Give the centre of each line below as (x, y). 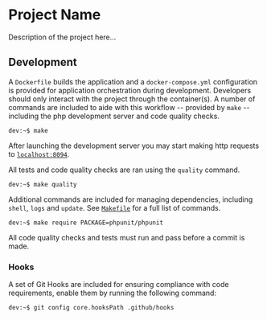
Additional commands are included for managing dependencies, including (131, 199)
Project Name (55, 15)
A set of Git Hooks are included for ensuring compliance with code (119, 285)
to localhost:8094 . (39, 154)
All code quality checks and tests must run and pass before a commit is (127, 237)
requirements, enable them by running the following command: (113, 293)
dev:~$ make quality (43, 184)
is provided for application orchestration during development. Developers (130, 90)
